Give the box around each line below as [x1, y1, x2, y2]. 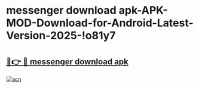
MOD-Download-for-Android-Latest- [6, 16, 194, 30]
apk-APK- [118, 4, 169, 17]
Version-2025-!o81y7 [6, 29, 116, 42]
